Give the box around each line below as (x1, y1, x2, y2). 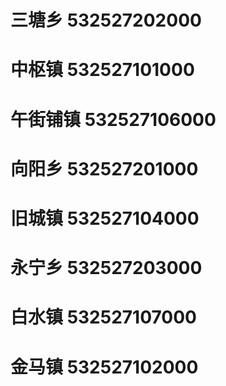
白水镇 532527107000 (10, 306, 197, 329)
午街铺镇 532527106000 (10, 108, 217, 131)
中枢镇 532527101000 (10, 59, 195, 81)
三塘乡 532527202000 (10, 9, 202, 32)
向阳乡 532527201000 (10, 157, 199, 180)
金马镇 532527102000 (10, 356, 199, 378)
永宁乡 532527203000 (10, 257, 203, 280)
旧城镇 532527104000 (10, 207, 200, 230)
